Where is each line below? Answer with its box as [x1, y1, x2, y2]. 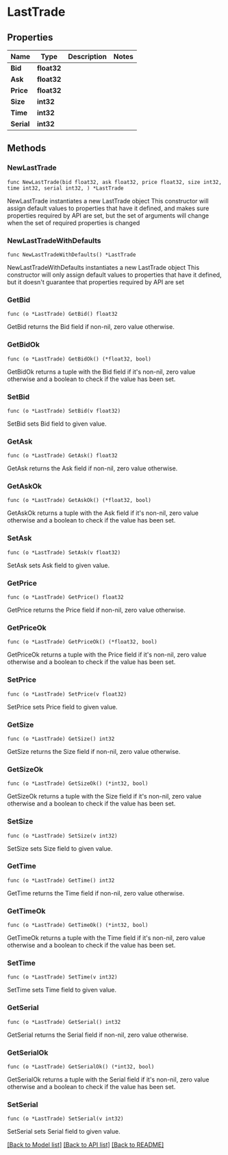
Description [68, 52, 107, 61]
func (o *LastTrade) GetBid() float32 [7, 310, 118, 318]
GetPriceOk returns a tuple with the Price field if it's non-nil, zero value [7, 650, 207, 659]
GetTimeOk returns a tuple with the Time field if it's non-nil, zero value [7, 934, 205, 942]
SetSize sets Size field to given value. [7, 844, 113, 852]
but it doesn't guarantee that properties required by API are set [7, 277, 185, 286]
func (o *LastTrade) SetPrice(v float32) [7, 691, 127, 698]
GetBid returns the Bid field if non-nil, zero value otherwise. [7, 323, 175, 331]
